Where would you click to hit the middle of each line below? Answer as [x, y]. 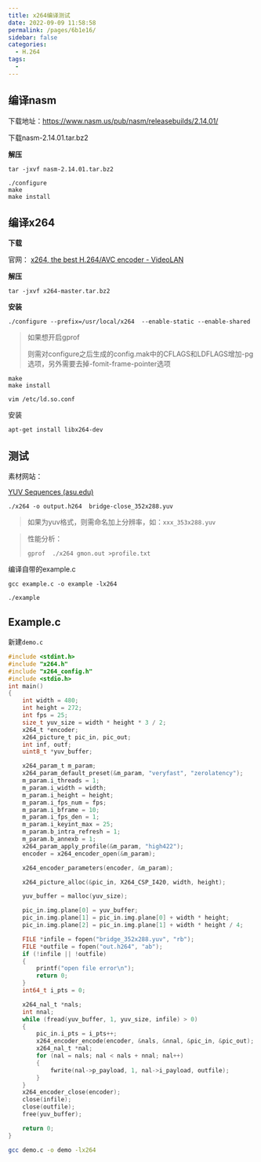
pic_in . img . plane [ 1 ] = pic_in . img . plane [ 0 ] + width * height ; [126, 918]
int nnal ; [38, 1012]
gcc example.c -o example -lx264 [63, 584]
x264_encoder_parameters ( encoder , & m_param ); [98, 868]
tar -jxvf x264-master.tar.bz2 [59, 292]
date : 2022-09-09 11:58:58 [52, 23]
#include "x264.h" [38, 664]
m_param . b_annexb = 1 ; [59, 839]
